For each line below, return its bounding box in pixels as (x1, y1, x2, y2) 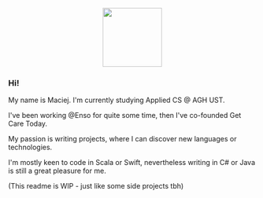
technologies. (8, 142, 53, 152)
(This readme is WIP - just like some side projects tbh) (8, 181, 184, 191)
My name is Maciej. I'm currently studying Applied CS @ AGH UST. (8, 95, 226, 105)
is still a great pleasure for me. (8, 166, 106, 176)
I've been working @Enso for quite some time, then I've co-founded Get (8, 111, 242, 120)
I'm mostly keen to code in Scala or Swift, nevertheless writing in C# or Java (8, 158, 256, 167)
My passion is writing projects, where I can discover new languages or (8, 134, 237, 144)
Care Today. (8, 119, 48, 129)
